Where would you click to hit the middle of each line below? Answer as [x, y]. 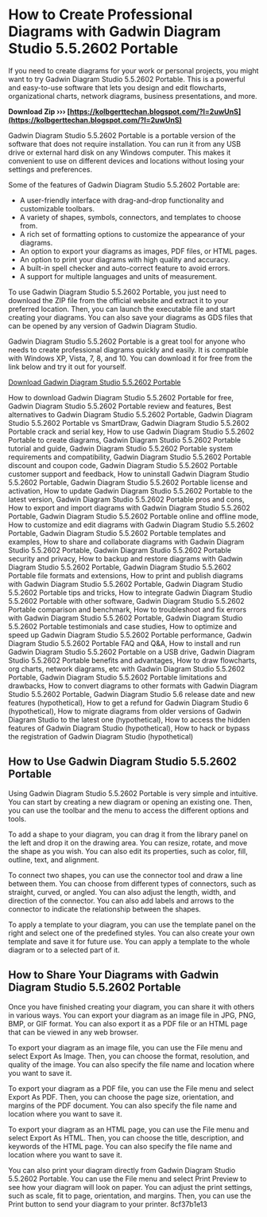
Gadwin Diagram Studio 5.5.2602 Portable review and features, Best [120, 406]
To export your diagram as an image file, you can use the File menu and [126, 1047]
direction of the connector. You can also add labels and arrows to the [121, 900]
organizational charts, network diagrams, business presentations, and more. [133, 96]
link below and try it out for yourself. [68, 366]
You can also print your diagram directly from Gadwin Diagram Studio [122, 1170]
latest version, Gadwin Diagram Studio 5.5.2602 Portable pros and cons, [126, 499]
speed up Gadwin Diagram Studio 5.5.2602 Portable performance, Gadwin [130, 635]
